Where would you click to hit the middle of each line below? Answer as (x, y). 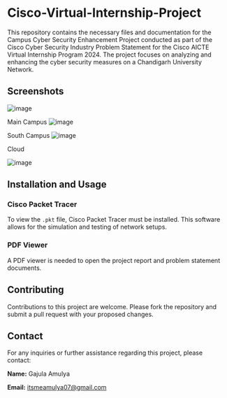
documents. (24, 268)
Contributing (36, 290)
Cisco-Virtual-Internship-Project (104, 13)
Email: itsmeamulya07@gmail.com (57, 388)
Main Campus (27, 122)
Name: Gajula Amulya (39, 374)
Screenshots (36, 91)
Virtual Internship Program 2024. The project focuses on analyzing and (109, 55)
